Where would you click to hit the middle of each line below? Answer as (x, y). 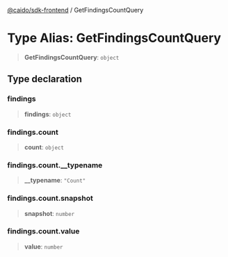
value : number (43, 247)
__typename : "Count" (55, 181)
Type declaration (44, 79)
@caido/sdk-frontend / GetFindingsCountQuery (75, 10)
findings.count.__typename (55, 165)
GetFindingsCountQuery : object (72, 57)
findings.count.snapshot (50, 199)
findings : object (48, 114)
